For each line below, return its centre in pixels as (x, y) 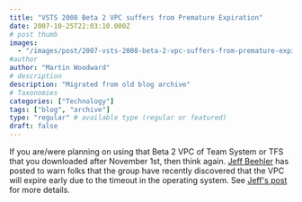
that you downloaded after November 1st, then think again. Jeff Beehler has (149, 161)
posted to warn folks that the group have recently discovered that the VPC (147, 171)
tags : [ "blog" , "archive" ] (60, 110)
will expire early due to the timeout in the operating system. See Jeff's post (148, 180)
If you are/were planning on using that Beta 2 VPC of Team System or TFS (147, 152)
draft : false (34, 127)
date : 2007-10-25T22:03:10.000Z (70, 26)
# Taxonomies (34, 92)
